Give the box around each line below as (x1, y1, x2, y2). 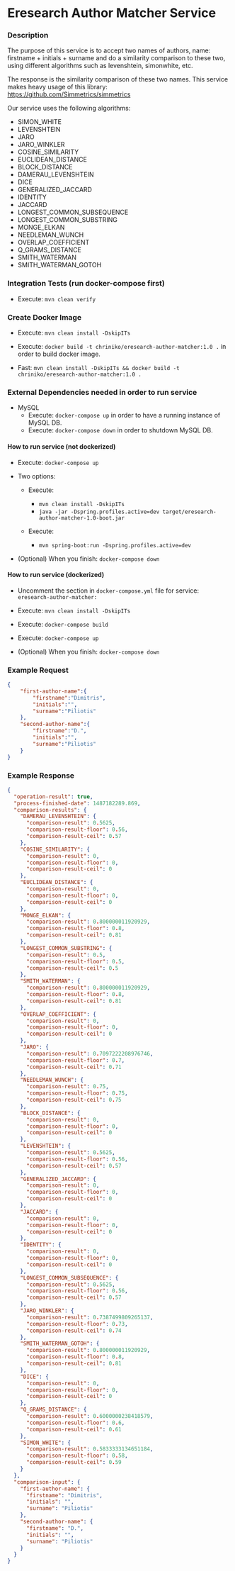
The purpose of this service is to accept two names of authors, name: (7, 46, 211, 55)
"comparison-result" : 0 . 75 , (25, 1083, 110, 1090)
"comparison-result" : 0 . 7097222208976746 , (25, 1050, 154, 1057)
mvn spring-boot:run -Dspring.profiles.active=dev (38, 542, 192, 549)
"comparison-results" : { (13, 806, 87, 813)
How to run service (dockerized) (7, 571, 105, 579)
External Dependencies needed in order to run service (7, 388, 197, 397)
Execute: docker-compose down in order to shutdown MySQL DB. (28, 426, 214, 435)
